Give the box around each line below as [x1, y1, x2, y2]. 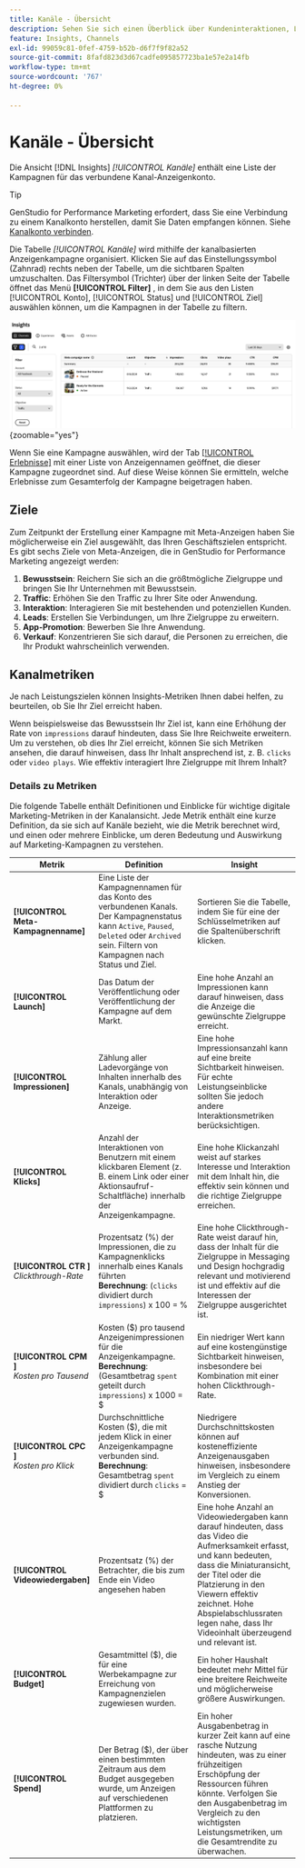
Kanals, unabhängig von [98, 1081, 189, 1092]
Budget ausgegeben [98, 1773, 174, 1784]
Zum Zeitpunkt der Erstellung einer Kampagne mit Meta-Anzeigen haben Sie [9, 526, 295, 537]
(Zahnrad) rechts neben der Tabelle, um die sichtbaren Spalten [9, 263, 245, 274]
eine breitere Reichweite [197, 1673, 288, 1684]
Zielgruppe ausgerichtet [197, 1300, 288, 1311]
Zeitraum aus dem [98, 1763, 166, 1774]
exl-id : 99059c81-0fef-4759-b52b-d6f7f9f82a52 [9, 44, 189, 53]
